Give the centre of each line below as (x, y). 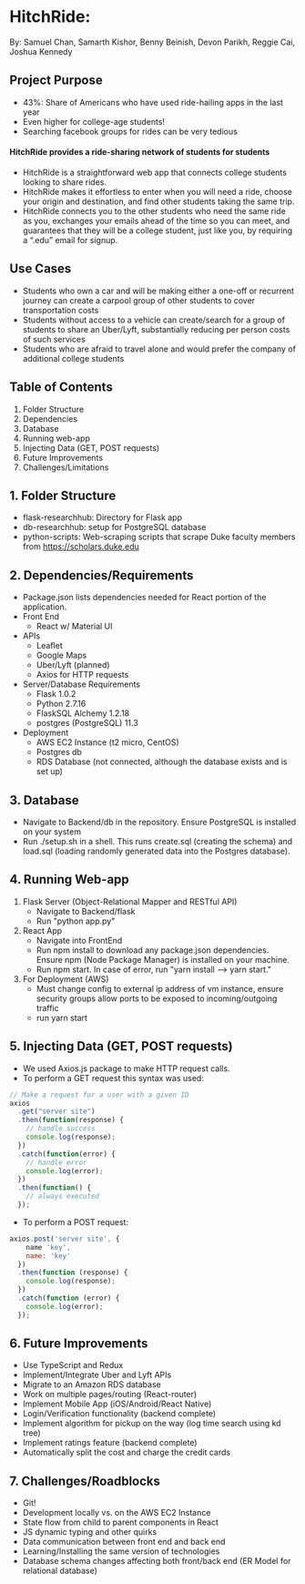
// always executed (63, 1196)
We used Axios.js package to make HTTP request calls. (126, 1068)
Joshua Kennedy (41, 51)
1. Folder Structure (63, 495)
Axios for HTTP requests (82, 675)
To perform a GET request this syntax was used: (113, 1078)
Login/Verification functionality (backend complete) (119, 1414)
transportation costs (61, 310)
